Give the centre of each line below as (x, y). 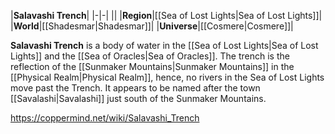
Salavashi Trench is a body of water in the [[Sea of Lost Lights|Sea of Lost (164, 45)
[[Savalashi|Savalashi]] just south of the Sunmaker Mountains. (138, 98)
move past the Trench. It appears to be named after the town (135, 88)
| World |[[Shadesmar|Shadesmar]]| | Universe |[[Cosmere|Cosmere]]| (152, 26)
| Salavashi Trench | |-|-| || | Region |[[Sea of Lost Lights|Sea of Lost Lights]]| (166, 15)
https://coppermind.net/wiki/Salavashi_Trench (105, 118)
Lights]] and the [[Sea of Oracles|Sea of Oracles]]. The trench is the (150, 56)
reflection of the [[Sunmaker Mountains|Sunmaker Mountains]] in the (152, 66)
